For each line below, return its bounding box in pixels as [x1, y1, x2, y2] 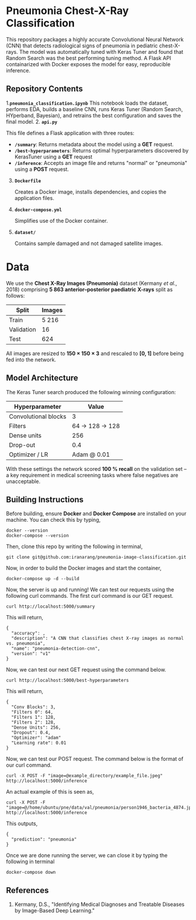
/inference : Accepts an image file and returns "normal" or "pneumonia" [14, 159, 188, 166]
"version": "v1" [11, 651, 51, 657]
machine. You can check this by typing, [6, 516, 101, 523]
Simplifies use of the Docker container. [14, 217, 108, 224]
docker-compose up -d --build [6, 576, 80, 582]
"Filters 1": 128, [11, 715, 57, 721]
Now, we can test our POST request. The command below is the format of [6, 756, 184, 763]
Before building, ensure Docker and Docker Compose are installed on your [6, 510, 187, 517]
